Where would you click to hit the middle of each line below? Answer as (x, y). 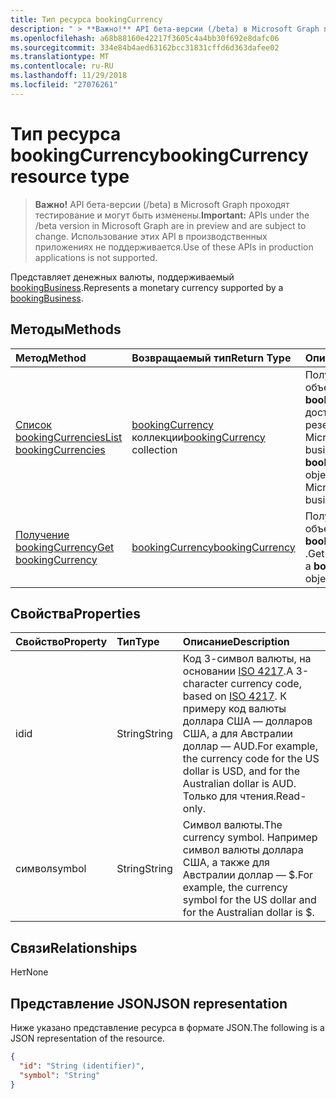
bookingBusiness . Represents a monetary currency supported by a (147, 287)
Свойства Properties (76, 613)
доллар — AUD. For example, (250, 746)
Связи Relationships (74, 947)
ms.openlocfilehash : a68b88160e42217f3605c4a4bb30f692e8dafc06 (145, 38)
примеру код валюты (234, 709)
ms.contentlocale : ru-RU (62, 66)
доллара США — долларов (247, 721)
